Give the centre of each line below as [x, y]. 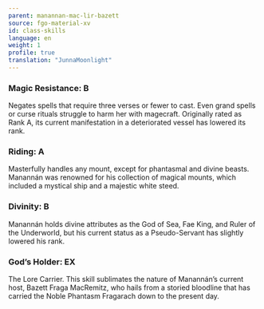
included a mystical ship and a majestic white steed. [94, 186]
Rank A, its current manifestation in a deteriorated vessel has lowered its [127, 123]
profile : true [32, 53]
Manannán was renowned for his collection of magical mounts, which [122, 177]
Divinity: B [29, 207]
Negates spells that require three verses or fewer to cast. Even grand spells [132, 105]
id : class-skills [37, 30]
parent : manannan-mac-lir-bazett [64, 16]
